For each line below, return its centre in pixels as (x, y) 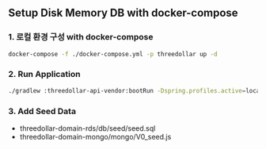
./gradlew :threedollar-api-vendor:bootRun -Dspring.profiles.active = (127, 90)
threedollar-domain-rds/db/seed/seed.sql (87, 128)
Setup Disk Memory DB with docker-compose (123, 13)
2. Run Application (44, 74)
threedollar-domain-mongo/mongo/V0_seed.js (95, 137)
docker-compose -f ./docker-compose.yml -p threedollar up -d (113, 54)
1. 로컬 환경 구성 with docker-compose (81, 37)
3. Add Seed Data (42, 111)
